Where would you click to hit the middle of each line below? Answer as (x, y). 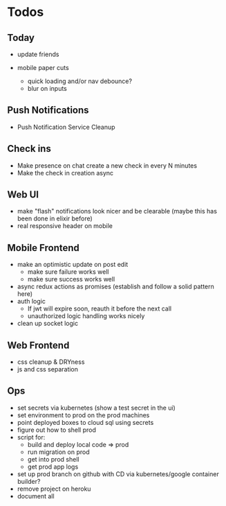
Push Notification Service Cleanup (66, 127)
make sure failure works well (68, 272)
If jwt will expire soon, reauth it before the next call (99, 308)
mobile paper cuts (43, 68)
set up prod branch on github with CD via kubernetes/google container (118, 474)
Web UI (23, 195)
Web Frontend (38, 345)
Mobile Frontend (43, 248)
